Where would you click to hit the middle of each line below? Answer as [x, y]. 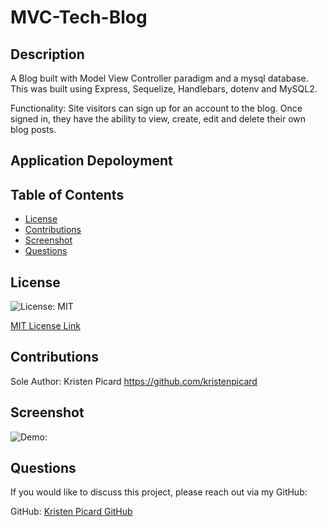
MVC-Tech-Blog [79, 17]
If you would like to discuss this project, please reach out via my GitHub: [159, 492]
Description [47, 54]
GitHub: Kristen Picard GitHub [71, 512]
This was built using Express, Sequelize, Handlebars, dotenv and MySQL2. [164, 89]
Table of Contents [67, 194]
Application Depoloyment [91, 161]
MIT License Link [45, 326]
